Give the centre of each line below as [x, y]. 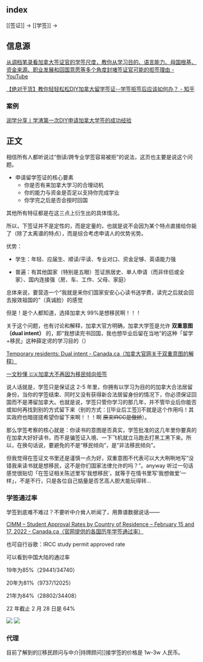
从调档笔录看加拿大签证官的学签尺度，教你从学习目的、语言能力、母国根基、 [101, 62]
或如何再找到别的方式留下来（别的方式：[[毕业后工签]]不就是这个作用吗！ [98, 409]
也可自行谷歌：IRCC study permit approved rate [66, 545]
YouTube [17, 76]
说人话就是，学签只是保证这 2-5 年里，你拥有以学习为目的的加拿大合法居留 [100, 387]
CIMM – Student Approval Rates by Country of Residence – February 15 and [100, 524]
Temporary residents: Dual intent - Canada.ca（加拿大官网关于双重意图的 [98, 353]
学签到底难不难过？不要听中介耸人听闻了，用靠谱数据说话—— [83, 512]
